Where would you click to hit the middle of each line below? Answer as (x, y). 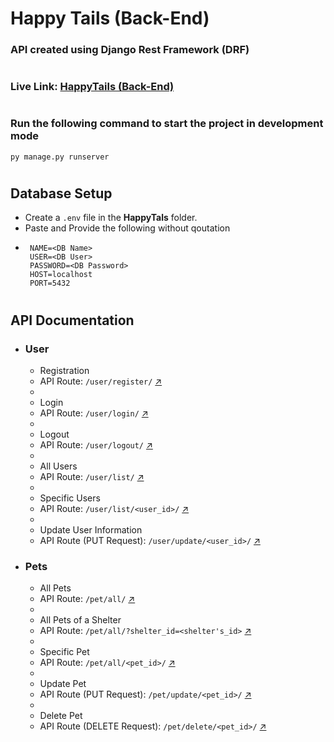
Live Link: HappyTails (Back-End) (92, 87)
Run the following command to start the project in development (167, 124)
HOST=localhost (61, 275)
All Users (58, 466)
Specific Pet (64, 652)
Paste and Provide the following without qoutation (127, 228)
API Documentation (72, 320)
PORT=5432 (50, 283)
